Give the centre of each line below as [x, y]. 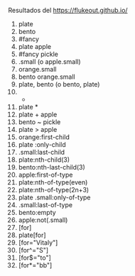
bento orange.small [47, 77]
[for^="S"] [33, 250]
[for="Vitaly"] [38, 243]
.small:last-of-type [45, 205]
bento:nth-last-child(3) [52, 167]
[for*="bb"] [35, 265]
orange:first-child [44, 137]
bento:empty [37, 212]
